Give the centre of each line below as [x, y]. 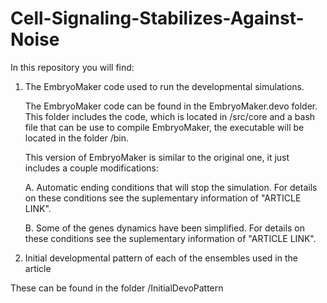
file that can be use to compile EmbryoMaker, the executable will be [164, 127]
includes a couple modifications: [91, 168]
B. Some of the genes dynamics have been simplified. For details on [165, 228]
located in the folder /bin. [77, 138]
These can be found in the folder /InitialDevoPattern [117, 288]
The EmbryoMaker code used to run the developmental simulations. [164, 86]
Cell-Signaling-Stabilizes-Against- [157, 18]
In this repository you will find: [72, 67]
